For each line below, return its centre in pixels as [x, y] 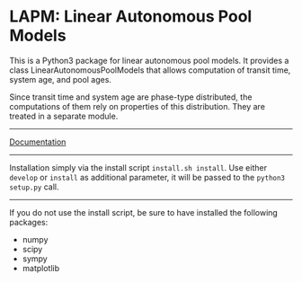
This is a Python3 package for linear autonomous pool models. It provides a [149, 60]
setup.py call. [35, 187]
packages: [29, 222]
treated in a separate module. [64, 116]
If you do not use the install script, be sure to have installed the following [144, 212]
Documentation [38, 142]
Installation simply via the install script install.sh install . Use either [138, 167]
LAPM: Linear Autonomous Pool [131, 17]
